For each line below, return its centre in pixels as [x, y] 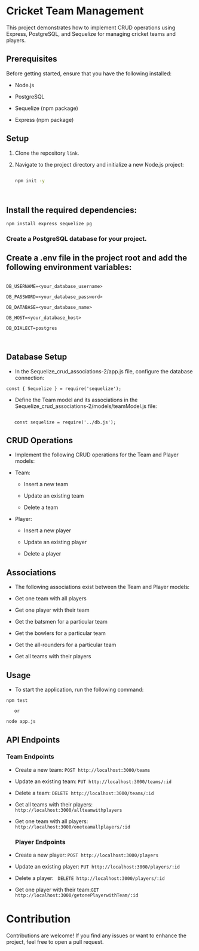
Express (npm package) [44, 119]
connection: [30, 378]
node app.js [21, 722]
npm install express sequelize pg [49, 224]
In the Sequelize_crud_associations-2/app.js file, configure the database [104, 371]
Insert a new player [48, 530]
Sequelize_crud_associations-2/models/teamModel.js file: [86, 406]
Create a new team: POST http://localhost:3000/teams [82, 769]
